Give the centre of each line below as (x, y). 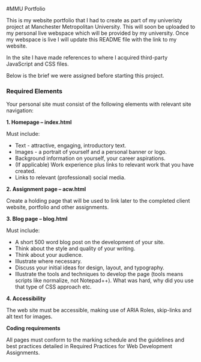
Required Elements (34, 91)
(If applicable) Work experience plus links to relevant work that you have (104, 165)
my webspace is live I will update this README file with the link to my (91, 39)
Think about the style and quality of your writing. (75, 248)
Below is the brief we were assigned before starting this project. (85, 75)
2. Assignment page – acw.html (46, 189)
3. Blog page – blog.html (37, 219)
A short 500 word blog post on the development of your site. (90, 242)
